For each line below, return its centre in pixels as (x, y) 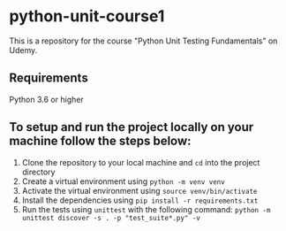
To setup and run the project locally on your (132, 127)
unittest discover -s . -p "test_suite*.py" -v (111, 218)
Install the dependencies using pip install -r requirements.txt (140, 200)
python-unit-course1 (87, 16)
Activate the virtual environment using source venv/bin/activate (139, 190)
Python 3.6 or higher (46, 99)
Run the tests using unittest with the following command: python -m (146, 209)
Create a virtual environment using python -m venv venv (123, 181)
